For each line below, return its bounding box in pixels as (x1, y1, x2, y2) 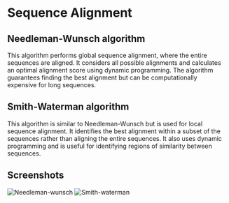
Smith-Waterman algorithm (7, 101, 130, 113)
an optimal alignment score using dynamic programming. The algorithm (7, 66, 214, 74)
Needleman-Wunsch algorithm (7, 33, 146, 45)
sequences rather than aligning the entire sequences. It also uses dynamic (7, 134, 223, 142)
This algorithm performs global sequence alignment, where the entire (7, 51, 208, 59)
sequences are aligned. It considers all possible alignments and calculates (7, 59, 222, 67)
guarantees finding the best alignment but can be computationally (7, 73, 197, 82)
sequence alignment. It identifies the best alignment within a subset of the (7, 127, 221, 135)
